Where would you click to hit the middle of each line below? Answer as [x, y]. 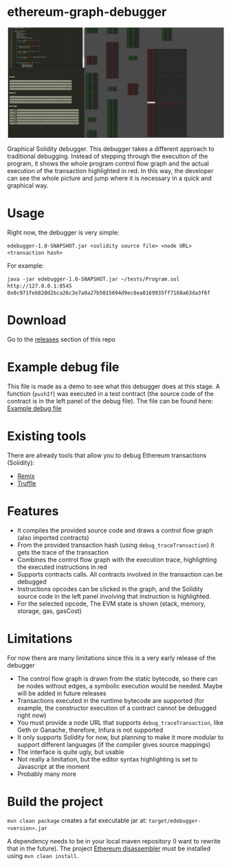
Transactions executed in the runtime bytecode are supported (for [111, 700]
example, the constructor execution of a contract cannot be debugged [117, 708]
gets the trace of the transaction [63, 552]
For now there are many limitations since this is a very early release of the [112, 658]
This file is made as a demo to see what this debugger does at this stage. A [113, 386]
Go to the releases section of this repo [61, 339]
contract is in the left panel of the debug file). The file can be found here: [110, 401]
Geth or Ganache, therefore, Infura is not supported [90, 730]
